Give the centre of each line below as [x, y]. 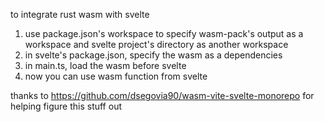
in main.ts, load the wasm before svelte [105, 65]
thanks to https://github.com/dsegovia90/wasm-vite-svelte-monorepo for [162, 95]
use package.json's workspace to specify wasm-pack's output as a [164, 33]
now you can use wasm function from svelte [116, 76]
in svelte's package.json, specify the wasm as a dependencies [153, 55]
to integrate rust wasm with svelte [80, 14]
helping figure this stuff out [66, 106]
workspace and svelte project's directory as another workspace [156, 44]
